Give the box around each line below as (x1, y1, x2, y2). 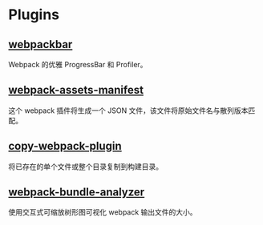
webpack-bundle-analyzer (8, 186, 145, 199)
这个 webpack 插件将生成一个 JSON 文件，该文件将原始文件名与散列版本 (8, 106, 249, 115)
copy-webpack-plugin (8, 139, 122, 153)
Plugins (8, 6, 60, 24)
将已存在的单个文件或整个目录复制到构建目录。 (8, 162, 163, 171)
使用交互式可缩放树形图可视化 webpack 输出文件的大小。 (8, 207, 198, 217)
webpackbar (8, 38, 73, 51)
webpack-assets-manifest (8, 83, 144, 97)
